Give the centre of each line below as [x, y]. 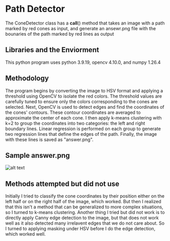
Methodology [27, 78]
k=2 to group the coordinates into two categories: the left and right [75, 123]
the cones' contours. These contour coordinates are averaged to [73, 112]
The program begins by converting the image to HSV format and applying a [84, 90]
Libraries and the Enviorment [52, 50]
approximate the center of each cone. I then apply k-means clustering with [83, 117]
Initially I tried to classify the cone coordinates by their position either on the [85, 196]
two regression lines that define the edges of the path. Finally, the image [81, 134]
